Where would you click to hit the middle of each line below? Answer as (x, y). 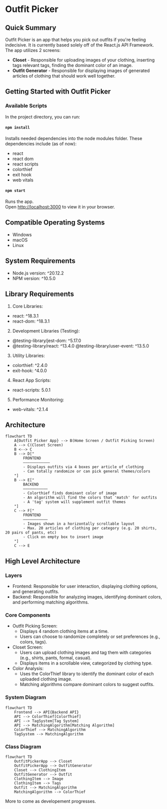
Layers (14, 575)
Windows (22, 234)
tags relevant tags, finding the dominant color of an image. (73, 65)
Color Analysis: (28, 668)
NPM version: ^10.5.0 (34, 278)
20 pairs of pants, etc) (31, 533)
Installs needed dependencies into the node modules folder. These (74, 138)
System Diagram (26, 697)
